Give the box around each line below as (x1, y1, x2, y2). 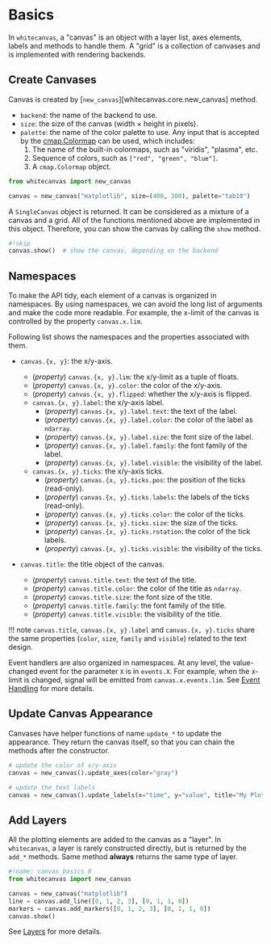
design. (8, 643, 34, 652)
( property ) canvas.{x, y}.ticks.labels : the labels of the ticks (44, 492, 250, 502)
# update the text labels (8, 783, 95, 791)
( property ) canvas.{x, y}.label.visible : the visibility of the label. (44, 458, 264, 468)
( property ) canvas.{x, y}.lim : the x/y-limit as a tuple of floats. (31, 372, 240, 381)
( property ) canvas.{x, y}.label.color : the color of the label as (44, 415, 253, 425)
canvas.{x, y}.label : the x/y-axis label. (31, 398, 165, 407)
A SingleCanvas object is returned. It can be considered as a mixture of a (8, 206, 249, 216)
